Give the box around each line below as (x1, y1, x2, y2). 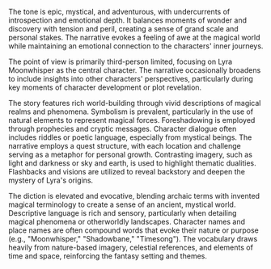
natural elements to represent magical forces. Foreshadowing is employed (8, 116, 256, 124)
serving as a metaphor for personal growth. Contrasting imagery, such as (8, 149, 253, 159)
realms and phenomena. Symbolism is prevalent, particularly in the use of (8, 107, 253, 116)
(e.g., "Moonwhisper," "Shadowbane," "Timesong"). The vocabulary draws (8, 234, 258, 243)
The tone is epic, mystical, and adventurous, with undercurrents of (8, 7, 231, 16)
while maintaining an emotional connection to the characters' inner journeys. (8, 41, 264, 51)
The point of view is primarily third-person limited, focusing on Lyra (8, 57, 233, 66)
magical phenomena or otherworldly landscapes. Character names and (8, 217, 245, 226)
